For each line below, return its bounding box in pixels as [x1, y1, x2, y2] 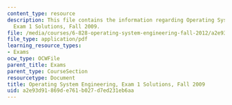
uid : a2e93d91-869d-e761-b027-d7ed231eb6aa [7, 87, 135, 94]
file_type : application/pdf [7, 36, 88, 43]
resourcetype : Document [7, 74, 76, 82]
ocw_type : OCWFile [7, 55, 60, 62]
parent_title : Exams [7, 61, 67, 68]
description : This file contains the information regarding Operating [7, 17, 215, 23]
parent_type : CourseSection [7, 68, 88, 75]
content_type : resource [7, 10, 76, 17]
